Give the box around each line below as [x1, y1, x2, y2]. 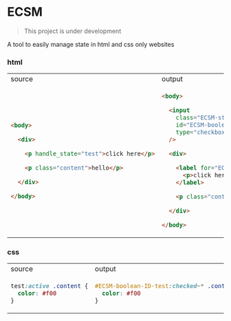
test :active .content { [10, 283, 89, 290]
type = [175, 129, 194, 136]
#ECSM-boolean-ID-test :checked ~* [95, 283, 204, 290]
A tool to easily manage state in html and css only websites [7, 40, 175, 48]
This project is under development [23, 27, 122, 35]
